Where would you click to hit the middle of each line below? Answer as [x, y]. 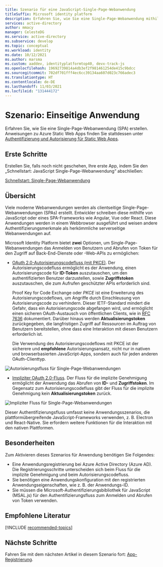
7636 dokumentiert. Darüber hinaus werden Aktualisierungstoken [79, 318]
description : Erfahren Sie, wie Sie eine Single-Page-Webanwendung [75, 18]
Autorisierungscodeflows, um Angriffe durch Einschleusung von [76, 298]
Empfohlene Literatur [38, 516]
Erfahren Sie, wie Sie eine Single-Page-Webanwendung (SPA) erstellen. [77, 128]
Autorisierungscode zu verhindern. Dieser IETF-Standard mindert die [81, 303]
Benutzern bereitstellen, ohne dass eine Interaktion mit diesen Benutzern [85, 329]
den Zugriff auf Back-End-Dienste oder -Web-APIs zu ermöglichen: [72, 253]
